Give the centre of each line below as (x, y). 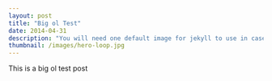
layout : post (30, 16)
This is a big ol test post (48, 68)
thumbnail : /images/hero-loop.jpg (67, 46)
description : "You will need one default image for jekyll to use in (128, 38)
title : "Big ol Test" (45, 23)
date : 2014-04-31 (38, 30)
